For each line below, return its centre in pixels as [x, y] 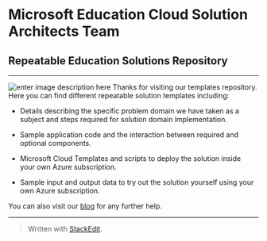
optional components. [55, 143]
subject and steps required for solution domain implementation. [124, 119]
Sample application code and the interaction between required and [129, 135]
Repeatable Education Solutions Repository [118, 61]
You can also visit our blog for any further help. [85, 206]
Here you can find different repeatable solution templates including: [119, 96]
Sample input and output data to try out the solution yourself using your [137, 182]
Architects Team [64, 31]
